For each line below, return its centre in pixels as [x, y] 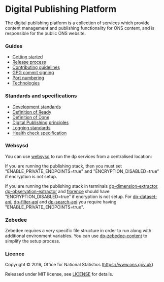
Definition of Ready [32, 112]
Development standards [36, 107]
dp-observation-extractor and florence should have [57, 191]
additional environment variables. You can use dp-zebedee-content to [76, 236]
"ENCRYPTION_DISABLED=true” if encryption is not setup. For [68, 197]
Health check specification [39, 133]
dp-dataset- [145, 197]
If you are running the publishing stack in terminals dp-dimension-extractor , [82, 186]
